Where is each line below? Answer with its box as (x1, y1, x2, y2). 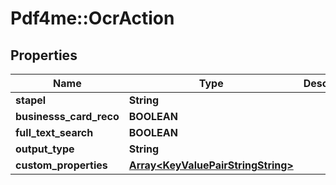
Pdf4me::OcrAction (10, 7, 175, 30)
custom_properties (15, 158, 108, 172)
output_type (15, 142, 75, 156)
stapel (15, 93, 47, 107)
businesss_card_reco (15, 110, 120, 123)
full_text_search (15, 126, 94, 139)
